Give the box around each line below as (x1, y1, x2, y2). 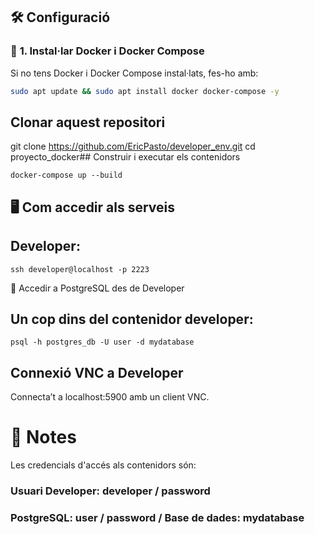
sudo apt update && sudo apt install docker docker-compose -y (10, 86, 280, 96)
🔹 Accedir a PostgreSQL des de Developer (10, 282, 185, 294)
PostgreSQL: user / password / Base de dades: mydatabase (10, 510, 305, 524)
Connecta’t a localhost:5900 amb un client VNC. (10, 391, 210, 403)
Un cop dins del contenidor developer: (10, 310, 254, 328)
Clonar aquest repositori (10, 114, 166, 131)
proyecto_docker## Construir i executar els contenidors (10, 151, 241, 163)
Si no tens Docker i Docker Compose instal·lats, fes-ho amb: (10, 67, 259, 79)
